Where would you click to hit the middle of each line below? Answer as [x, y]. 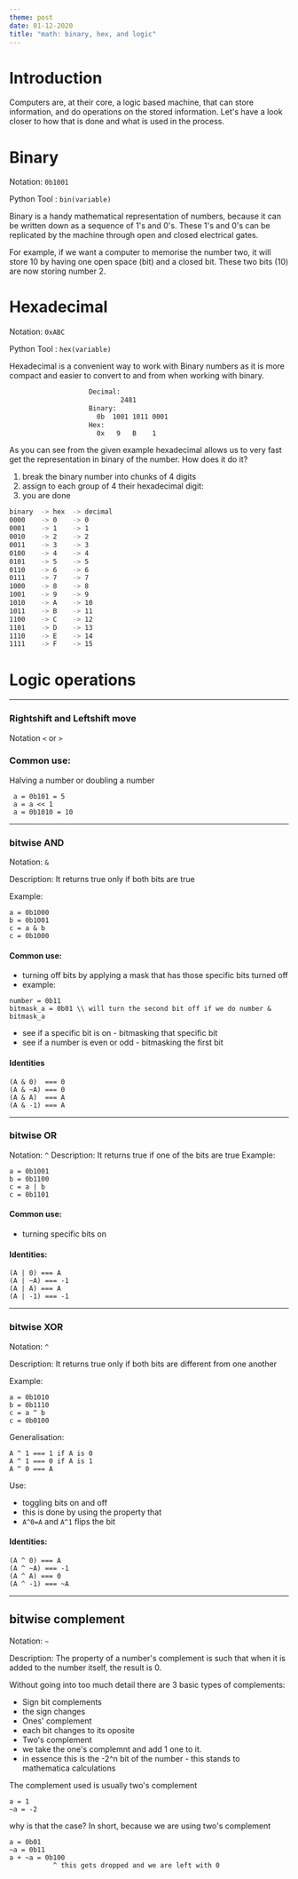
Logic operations [73, 680]
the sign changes [54, 1711]
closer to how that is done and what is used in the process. [117, 122]
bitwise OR [33, 1135]
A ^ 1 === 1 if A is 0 [51, 1453]
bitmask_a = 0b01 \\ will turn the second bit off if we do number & [141, 1009]
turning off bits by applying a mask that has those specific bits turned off [155, 975]
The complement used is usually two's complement [103, 1785]
